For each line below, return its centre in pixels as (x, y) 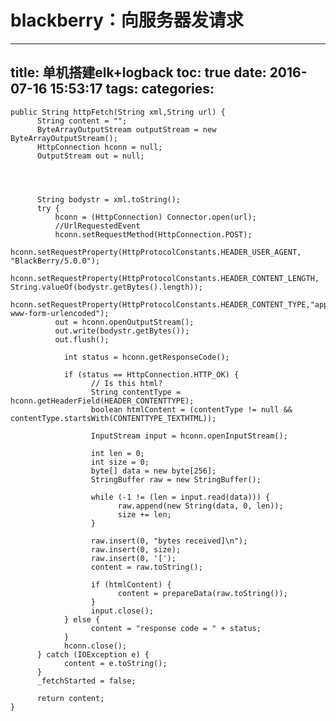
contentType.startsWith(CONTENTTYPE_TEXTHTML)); (113, 418)
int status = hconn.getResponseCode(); (146, 357)
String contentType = (136, 392)
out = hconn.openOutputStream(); (124, 322)
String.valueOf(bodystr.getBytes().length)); (106, 287)
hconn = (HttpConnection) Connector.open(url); (155, 217)
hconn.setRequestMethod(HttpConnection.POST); (153, 234)
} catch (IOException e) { (93, 654)
